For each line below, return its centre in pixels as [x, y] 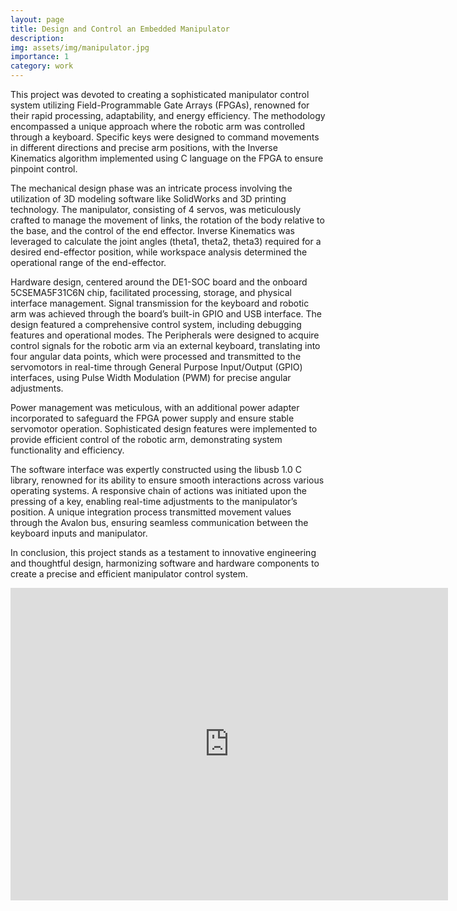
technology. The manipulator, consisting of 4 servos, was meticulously [156, 209]
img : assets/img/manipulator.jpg [80, 47]
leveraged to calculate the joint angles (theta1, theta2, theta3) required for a [166, 241]
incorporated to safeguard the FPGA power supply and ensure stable [152, 418]
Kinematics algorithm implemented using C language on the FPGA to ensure [167, 158]
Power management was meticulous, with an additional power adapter [155, 407]
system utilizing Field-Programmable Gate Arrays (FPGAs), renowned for [160, 105]
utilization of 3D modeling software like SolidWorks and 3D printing [148, 199]
